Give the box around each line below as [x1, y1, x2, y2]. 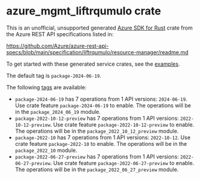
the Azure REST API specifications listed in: [6, 30, 114, 37]
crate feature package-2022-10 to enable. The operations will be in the [14, 140, 187, 147]
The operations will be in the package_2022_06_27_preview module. [14, 166, 179, 173]
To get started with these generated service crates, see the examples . [6, 60, 180, 68]
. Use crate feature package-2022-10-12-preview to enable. [50, 121, 195, 128]
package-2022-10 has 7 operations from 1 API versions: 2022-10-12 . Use [14, 134, 191, 141]
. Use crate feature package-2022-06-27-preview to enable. [50, 159, 195, 166]
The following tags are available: [6, 83, 87, 91]
